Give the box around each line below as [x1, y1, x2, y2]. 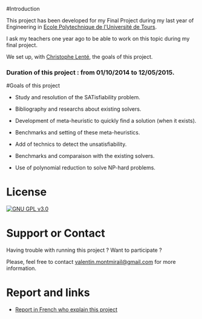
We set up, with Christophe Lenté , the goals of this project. [6, 53, 153, 60]
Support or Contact [6, 226, 105, 240]
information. [6, 265, 37, 272]
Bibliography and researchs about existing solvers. [15, 105, 142, 113]
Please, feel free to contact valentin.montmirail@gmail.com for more [6, 258, 177, 266]
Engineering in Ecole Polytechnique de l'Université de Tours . [6, 24, 157, 30]
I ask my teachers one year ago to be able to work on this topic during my [6, 35, 190, 42]
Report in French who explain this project [15, 306, 118, 314]
